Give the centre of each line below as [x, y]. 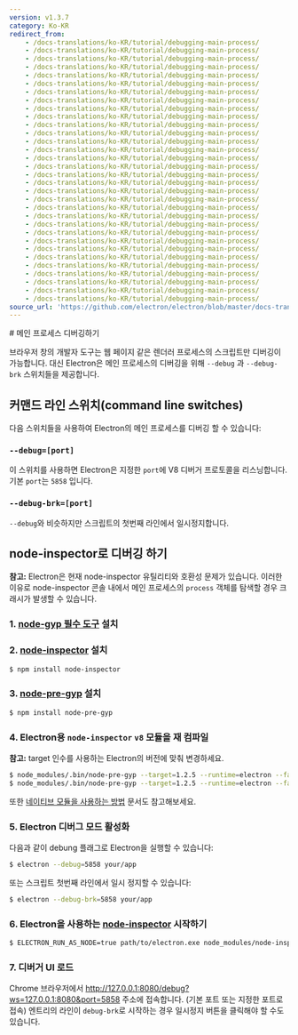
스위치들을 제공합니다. [62, 374]
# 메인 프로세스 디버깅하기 [55, 333]
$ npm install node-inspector [65, 669]
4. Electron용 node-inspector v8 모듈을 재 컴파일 [109, 737]
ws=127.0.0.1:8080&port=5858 [65, 999]
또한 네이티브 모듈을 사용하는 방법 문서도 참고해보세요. [103, 801]
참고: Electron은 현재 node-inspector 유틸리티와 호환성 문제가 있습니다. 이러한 [146, 577]
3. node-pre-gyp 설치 [55, 694]
